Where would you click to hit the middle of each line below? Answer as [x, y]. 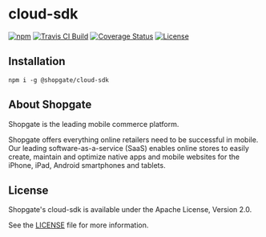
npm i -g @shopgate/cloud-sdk [59, 80]
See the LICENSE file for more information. [79, 225]
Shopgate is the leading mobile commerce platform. [94, 124]
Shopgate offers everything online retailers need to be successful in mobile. [133, 139]
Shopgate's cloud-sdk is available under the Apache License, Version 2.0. [130, 210]
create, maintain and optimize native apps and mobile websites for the [124, 157]
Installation [37, 61]
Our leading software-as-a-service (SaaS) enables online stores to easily [129, 148]
